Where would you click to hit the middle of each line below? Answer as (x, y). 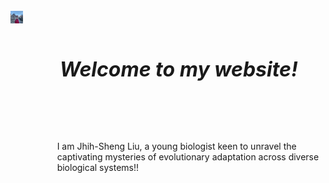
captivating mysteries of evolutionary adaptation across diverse (188, 156)
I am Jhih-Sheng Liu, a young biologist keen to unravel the (176, 146)
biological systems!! (98, 167)
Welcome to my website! (178, 69)
